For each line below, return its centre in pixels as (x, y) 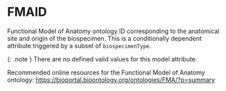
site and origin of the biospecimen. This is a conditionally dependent (105, 38)
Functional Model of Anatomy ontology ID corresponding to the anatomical (113, 31)
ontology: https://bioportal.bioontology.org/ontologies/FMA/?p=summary (111, 79)
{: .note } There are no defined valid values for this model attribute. (102, 59)
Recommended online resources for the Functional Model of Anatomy (106, 72)
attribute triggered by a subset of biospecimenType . (79, 45)
